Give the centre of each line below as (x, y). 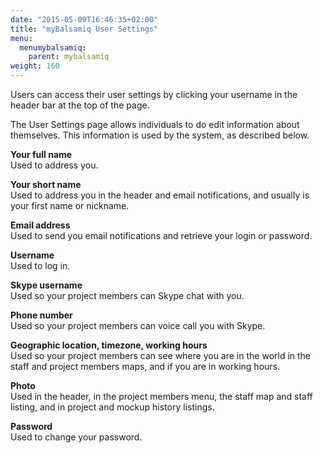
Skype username (46, 285)
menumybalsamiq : (53, 47)
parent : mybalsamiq (69, 57)
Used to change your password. (76, 437)
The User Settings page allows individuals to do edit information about (155, 124)
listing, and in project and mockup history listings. (112, 407)
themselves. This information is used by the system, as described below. (160, 135)
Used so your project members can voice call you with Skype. (138, 325)
